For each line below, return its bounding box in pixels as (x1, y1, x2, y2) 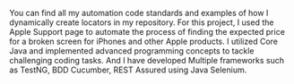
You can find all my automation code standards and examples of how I (9, 8, 269, 18)
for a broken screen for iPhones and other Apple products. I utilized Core (9, 36, 278, 46)
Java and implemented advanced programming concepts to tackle (9, 46, 255, 56)
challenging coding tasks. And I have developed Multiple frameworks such (9, 55, 285, 65)
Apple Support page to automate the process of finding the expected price (9, 27, 285, 37)
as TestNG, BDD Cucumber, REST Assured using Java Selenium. (9, 64, 247, 75)
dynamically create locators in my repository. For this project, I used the (9, 17, 274, 28)
